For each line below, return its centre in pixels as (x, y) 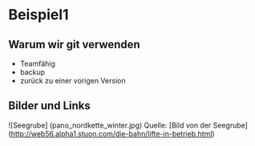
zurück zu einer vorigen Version (73, 81)
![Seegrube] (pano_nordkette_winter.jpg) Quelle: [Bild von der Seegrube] (128, 125)
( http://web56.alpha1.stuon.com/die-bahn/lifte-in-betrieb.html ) (111, 133)
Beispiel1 (39, 15)
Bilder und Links (49, 106)
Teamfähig (38, 63)
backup (32, 72)
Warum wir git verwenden (74, 45)
